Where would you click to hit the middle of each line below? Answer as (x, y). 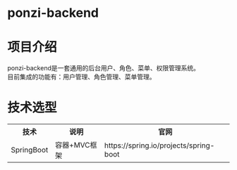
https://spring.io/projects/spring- (160, 145)
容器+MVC (73, 145)
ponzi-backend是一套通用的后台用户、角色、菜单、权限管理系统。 (103, 68)
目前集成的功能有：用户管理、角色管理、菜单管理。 (81, 77)
